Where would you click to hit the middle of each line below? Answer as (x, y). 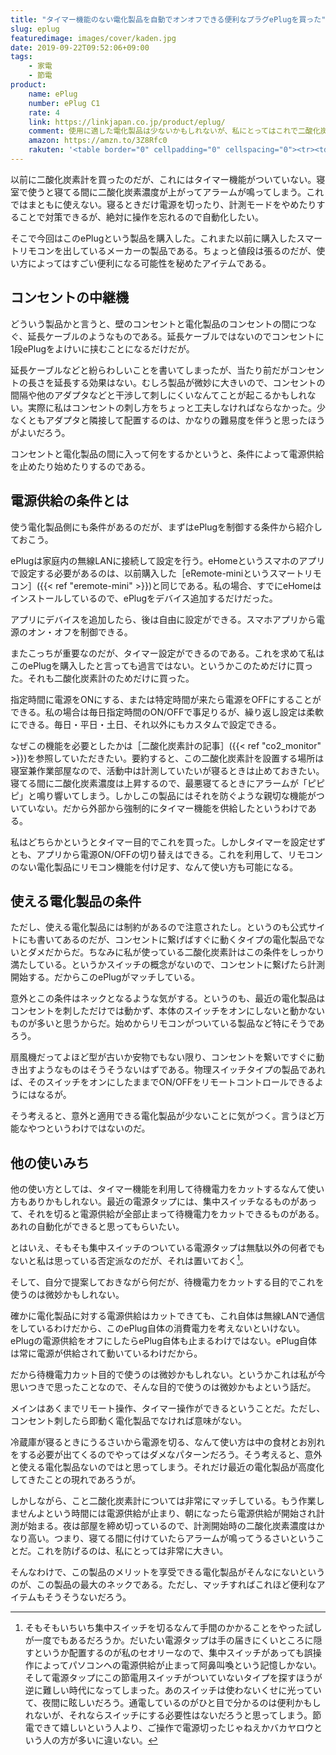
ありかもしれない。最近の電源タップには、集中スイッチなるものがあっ (172, 1202)
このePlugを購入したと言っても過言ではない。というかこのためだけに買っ (161, 665)
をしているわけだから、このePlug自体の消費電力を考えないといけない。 (157, 1328)
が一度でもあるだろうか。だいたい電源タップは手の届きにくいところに (169, 1640)
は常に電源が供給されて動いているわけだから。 (106, 1353)
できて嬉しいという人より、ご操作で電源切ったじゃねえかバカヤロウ (173, 1727)
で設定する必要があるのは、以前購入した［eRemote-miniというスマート (157, 573)
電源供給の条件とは (69, 501)
